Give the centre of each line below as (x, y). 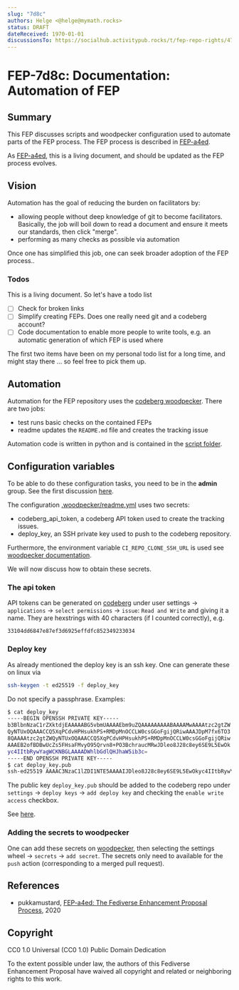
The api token (31, 587)
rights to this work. (35, 979)
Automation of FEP (64, 91)
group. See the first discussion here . (60, 491)
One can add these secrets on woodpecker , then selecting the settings (111, 848)
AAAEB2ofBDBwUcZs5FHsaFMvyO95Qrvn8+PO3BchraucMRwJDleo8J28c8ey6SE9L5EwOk (119, 745)
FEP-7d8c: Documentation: (89, 76)
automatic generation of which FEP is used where (90, 340)
